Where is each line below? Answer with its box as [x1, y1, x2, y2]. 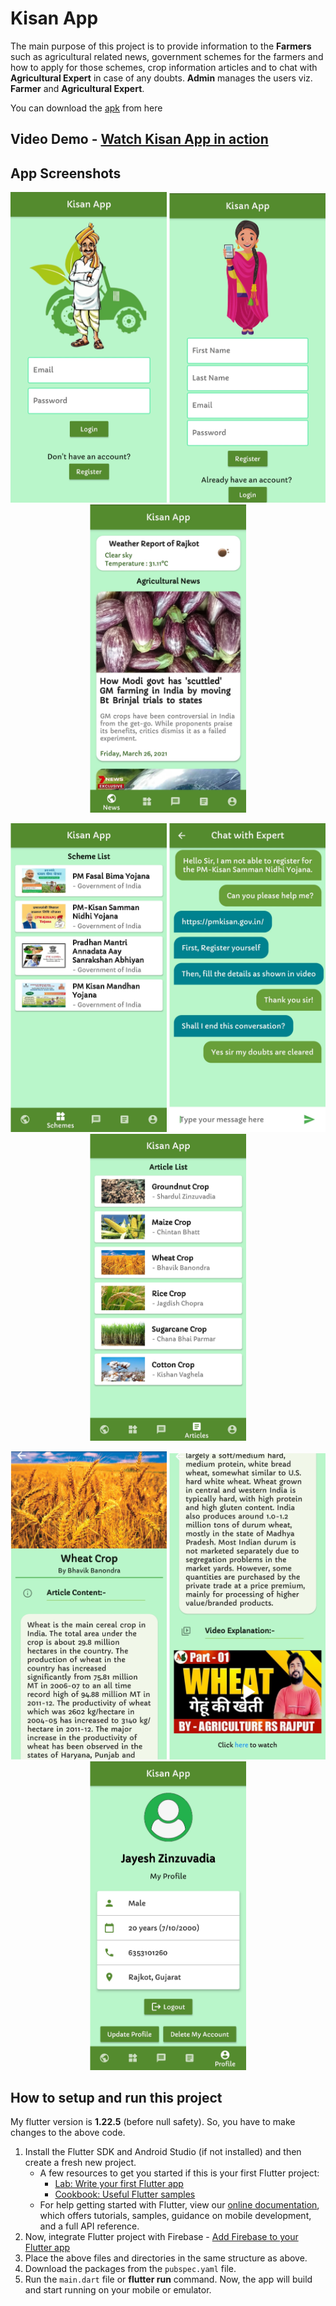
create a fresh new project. [24, 2157, 137, 2169]
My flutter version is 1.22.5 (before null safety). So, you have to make [10, 2116, 296, 2128]
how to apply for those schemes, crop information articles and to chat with [10, 61, 318, 73]
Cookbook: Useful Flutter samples [54, 2188, 196, 2201]
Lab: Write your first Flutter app [54, 2178, 184, 2190]
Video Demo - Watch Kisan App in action [10, 131, 269, 148]
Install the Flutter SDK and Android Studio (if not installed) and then [24, 2146, 302, 2158]
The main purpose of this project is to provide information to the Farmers [10, 40, 312, 52]
